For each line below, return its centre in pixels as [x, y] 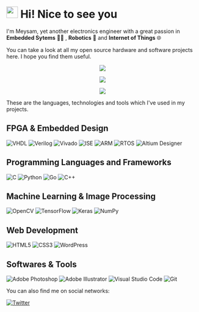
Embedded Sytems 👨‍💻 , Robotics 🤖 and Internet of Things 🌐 [84, 37]
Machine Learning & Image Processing [81, 196]
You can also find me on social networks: [58, 291]
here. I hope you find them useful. [49, 56]
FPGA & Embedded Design [57, 128]
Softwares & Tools [42, 264]
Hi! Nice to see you [69, 14]
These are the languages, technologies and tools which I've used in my [96, 102]
